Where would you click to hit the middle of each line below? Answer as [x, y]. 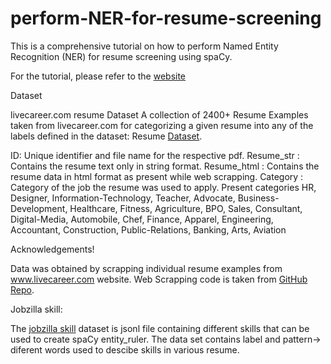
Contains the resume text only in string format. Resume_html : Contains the [165, 166]
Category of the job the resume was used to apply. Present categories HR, [163, 187]
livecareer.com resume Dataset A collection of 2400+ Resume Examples [159, 114]
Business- [258, 198]
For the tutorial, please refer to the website [98, 76]
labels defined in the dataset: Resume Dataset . [106, 136]
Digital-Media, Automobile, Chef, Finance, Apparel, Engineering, [142, 219]
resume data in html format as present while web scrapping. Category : [157, 176]
